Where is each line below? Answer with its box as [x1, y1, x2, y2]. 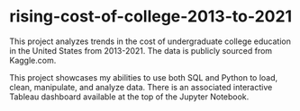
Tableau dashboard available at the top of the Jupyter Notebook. [9, 91, 250, 102]
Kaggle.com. [9, 55, 57, 65]
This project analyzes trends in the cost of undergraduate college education [9, 36, 291, 47]
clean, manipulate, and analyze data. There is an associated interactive [9, 81, 273, 92]
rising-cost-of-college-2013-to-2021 [9, 6, 293, 27]
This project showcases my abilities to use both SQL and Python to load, [9, 72, 278, 82]
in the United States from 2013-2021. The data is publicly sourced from [9, 45, 273, 55]
